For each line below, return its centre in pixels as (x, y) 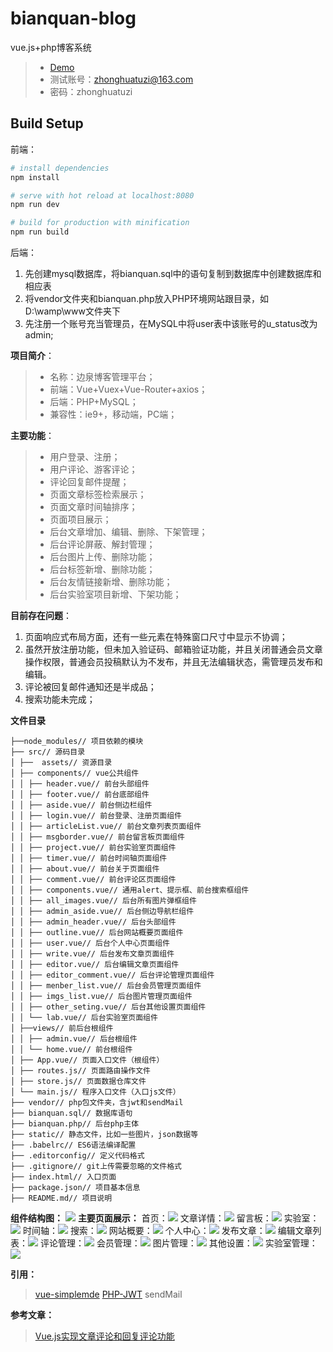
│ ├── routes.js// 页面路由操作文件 (80, 1071)
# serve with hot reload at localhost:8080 (102, 195)
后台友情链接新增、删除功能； (111, 581)
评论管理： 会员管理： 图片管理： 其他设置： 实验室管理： (178, 1243)
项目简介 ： (32, 355)
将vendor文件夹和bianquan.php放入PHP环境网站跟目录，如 (146, 298)
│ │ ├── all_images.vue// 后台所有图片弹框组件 (103, 901)
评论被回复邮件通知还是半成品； (90, 686)
